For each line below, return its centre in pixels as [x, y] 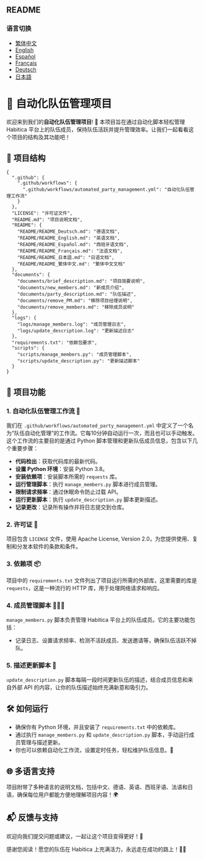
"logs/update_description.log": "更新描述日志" [76, 331]
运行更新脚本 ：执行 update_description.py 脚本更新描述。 [88, 500]
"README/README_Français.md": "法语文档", [70, 251]
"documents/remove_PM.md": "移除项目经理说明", [75, 301]
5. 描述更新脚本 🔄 [31, 665]
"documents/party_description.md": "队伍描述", [77, 294]
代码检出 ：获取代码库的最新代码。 [58, 461]
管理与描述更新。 [42, 742]
